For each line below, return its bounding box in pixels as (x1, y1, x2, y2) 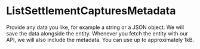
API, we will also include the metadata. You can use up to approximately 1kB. (6, 36, 195, 43)
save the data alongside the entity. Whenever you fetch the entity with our (6, 30, 188, 37)
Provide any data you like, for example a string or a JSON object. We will (6, 24, 184, 31)
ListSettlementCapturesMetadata (6, 4, 176, 18)
